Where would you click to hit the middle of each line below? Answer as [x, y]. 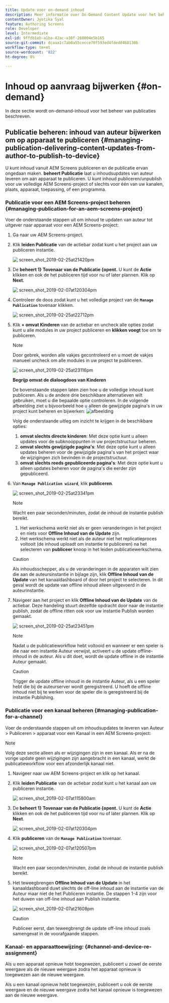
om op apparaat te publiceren [52, 140]
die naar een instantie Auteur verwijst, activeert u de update [74, 651]
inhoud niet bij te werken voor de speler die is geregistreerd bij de [81, 692]
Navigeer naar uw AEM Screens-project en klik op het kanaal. [76, 773]
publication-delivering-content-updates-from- [80, 148]
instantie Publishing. [33, 698]
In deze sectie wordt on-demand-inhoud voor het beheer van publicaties [80, 111]
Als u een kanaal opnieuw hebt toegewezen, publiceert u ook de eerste [79, 984]
